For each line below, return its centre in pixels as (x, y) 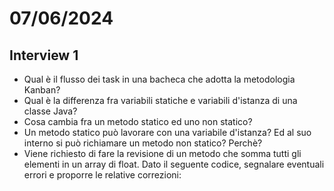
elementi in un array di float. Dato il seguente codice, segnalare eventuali (174, 164)
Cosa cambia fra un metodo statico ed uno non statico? (138, 121)
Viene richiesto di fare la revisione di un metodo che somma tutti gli (162, 153)
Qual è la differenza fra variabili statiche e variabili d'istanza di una (160, 100)
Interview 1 (44, 55)
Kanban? (42, 90)
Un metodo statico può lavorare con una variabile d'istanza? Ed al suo (167, 132)
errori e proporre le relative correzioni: (102, 175)
